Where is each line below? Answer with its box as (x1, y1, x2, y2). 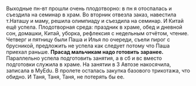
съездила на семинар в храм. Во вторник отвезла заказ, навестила (6, 11, 177, 18)
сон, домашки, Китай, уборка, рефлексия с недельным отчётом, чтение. (6, 30, 189, 37)
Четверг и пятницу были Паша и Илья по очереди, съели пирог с (6, 36, 171, 43)
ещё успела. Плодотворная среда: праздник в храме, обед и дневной (6, 23, 182, 30)
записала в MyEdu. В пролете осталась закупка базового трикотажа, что (6, 67, 190, 74)
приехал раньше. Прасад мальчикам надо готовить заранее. (6, 49, 164, 55)
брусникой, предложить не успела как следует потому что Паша (6, 42, 170, 49)
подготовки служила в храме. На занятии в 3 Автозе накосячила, (6, 61, 171, 68)
